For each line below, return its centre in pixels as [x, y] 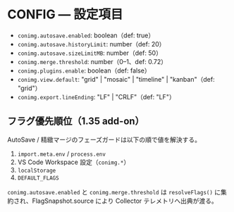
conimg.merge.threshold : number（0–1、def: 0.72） [92, 61]
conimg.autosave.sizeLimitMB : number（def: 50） [90, 53]
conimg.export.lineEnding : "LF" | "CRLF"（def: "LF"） [96, 96]
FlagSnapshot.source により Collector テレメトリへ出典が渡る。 [125, 201]
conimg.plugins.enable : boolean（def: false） [84, 70]
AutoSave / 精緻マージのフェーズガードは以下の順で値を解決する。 [104, 139]
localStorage [37, 170]
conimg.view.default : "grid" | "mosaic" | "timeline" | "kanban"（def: [116, 79]
